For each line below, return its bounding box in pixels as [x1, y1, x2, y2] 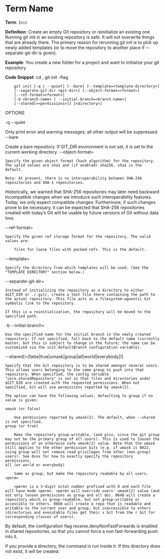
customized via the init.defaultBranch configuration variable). [5, 345, 142, 350]
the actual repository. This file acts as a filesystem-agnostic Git [5, 296, 151, 301]
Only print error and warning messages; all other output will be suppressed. [5, 129, 159, 135]
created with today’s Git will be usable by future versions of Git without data [5, 209, 159, 215]
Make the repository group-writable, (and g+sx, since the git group [14, 432, 160, 437]
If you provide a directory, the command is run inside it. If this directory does [5, 543, 161, 549]
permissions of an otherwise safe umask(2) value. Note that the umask [5, 440, 155, 446]
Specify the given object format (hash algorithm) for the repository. [5, 159, 155, 163]
